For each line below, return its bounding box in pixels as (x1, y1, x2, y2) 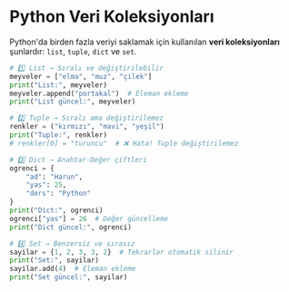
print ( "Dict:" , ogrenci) (9, 206, 104, 215)
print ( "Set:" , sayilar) (9, 256, 100, 265)
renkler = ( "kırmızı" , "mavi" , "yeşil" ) (9, 122, 165, 131)
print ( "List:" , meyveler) (9, 80, 107, 90)
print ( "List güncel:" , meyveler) (9, 97, 136, 106)
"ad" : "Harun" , (25, 172, 84, 181)
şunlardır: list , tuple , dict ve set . (9, 45, 137, 56)
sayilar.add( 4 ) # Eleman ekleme (9, 265, 136, 274)
